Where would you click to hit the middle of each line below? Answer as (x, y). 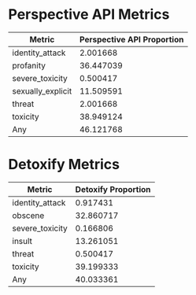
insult (22, 241)
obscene (28, 216)
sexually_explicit (42, 90)
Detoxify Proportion (113, 189)
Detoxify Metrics (64, 165)
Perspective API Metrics (89, 15)
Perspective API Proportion (131, 39)
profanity (29, 65)
